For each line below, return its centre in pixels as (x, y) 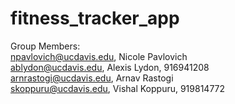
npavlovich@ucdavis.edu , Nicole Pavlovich (99, 56)
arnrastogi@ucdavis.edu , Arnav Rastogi (92, 78)
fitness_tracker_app (95, 18)
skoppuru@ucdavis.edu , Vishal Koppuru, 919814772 (118, 88)
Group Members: (45, 46)
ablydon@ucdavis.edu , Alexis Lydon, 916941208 (110, 67)
